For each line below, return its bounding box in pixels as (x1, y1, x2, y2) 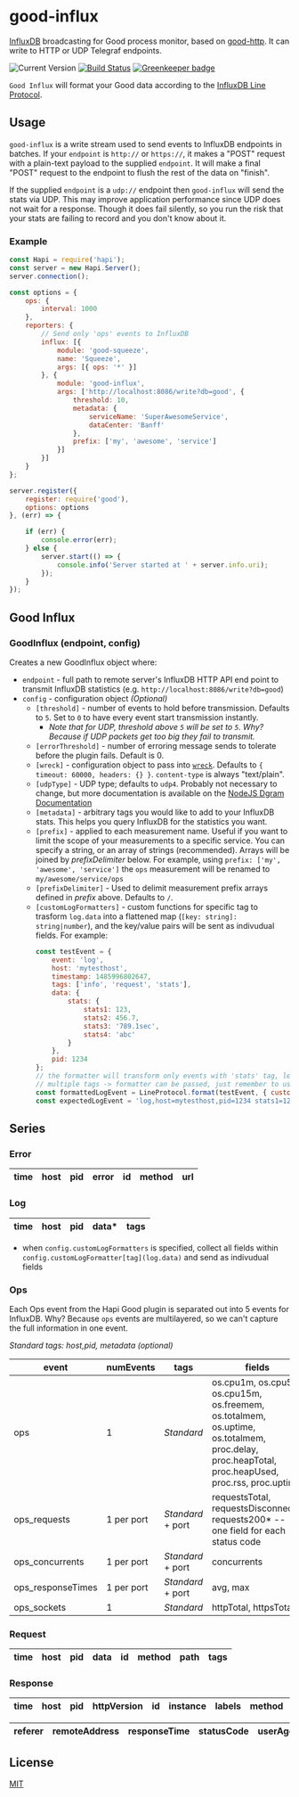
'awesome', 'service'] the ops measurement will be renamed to (35, 863, 271, 874)
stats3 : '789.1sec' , (83, 1022, 160, 1030)
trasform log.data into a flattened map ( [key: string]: (35, 911, 238, 922)
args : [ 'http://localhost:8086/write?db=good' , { (56, 388, 245, 397)
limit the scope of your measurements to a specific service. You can (35, 835, 286, 846)
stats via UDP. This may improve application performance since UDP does (9, 193, 281, 204)
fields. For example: (35, 930, 109, 940)
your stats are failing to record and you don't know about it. (9, 212, 227, 224)
